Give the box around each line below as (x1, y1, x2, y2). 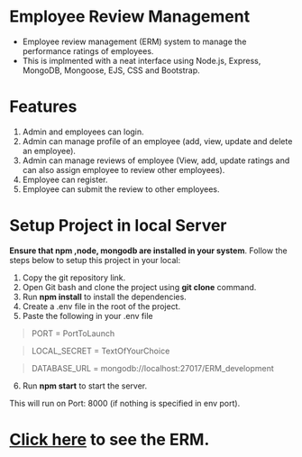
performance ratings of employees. (22, 45, 154, 56)
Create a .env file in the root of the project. (22, 300, 181, 312)
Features (9, 96, 78, 117)
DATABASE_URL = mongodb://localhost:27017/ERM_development (31, 362, 274, 373)
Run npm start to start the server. (22, 380, 148, 391)
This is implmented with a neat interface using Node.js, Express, (22, 55, 261, 66)
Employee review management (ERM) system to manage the (22, 36, 247, 47)
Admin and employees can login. (22, 126, 144, 137)
